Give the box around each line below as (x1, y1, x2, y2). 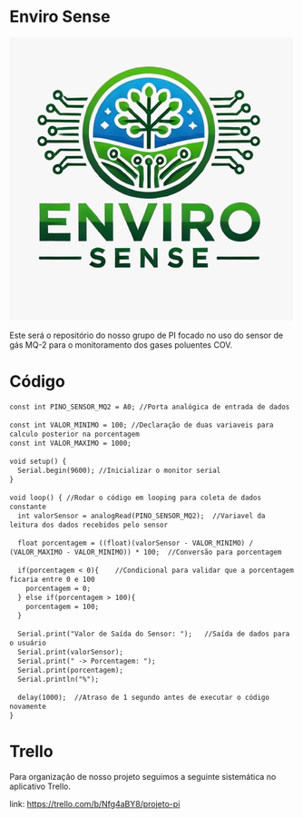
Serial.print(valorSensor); (17, 647, 124, 656)
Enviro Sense (9, 6, 111, 27)
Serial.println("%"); (17, 675, 100, 684)
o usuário (9, 638, 47, 647)
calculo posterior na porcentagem (9, 429, 141, 439)
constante (9, 502, 47, 511)
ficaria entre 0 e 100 (9, 575, 95, 584)
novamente (9, 702, 47, 711)
